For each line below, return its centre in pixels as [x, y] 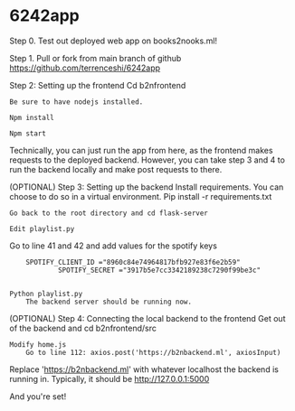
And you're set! [38, 396]
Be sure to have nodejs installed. [76, 102]
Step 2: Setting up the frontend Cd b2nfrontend [98, 85]
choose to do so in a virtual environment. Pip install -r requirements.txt [141, 196]
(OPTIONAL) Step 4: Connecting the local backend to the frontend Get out [147, 318]
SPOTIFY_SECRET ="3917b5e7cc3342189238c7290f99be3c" [159, 270]
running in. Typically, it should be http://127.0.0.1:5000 [109, 378]
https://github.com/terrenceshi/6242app [85, 68]
